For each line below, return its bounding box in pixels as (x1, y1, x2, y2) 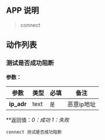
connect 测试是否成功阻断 (6, 129, 62, 135)
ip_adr (9, 100, 27, 108)
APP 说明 (6, 5, 39, 16)
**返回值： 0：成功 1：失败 (6, 116, 69, 123)
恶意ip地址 (66, 100, 96, 108)
